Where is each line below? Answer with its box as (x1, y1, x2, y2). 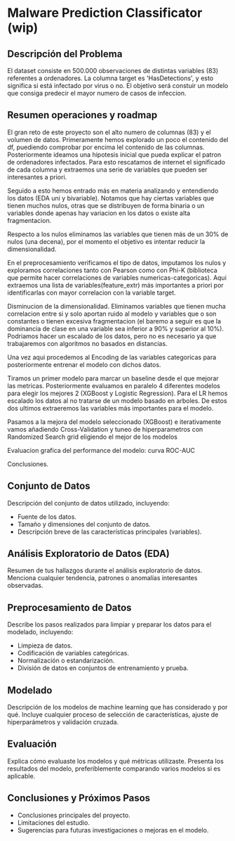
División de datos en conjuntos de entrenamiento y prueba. (17, 664, 189, 672)
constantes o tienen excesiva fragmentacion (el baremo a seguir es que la (7, 316, 221, 325)
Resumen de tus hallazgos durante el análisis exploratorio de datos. (7, 566, 203, 574)
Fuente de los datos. (17, 512, 77, 521)
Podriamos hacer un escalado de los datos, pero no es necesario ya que (7, 332, 217, 340)
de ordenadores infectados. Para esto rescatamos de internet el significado (7, 158, 226, 166)
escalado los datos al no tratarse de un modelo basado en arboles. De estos (7, 396, 227, 405)
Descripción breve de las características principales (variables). (17, 527, 202, 536)
